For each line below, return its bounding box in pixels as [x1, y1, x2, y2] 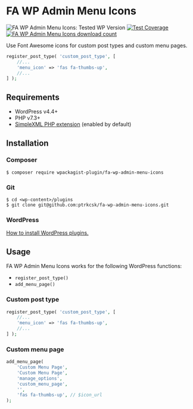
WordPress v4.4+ [14, 108, 58, 115]
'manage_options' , [17, 375, 63, 382]
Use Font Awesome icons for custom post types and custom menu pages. [6, 42, 188, 49]
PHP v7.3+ [14, 115, 41, 122]
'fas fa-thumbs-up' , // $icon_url [17, 392, 102, 398]
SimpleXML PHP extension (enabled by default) [14, 121, 132, 128]
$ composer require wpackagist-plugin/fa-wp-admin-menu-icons [6, 169, 164, 176]
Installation [6, 138, 49, 148]
